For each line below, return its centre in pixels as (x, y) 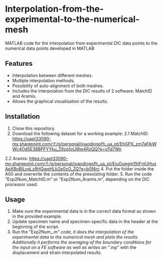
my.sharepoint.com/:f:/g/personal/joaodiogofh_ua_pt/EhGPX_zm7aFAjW (84, 144)
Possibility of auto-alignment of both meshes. (58, 86)
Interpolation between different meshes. (52, 75)
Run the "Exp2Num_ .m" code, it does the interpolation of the (73, 232)
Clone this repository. (34, 128)
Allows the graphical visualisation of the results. (60, 101)
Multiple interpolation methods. (43, 80)
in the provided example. (37, 216)
